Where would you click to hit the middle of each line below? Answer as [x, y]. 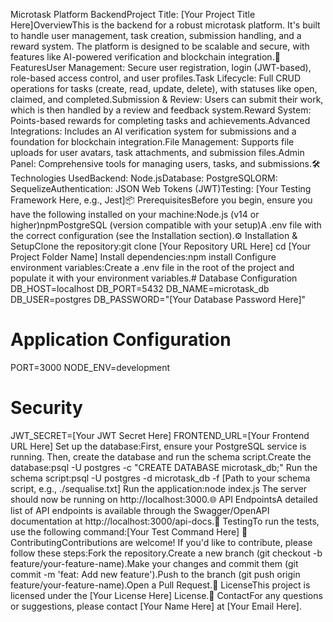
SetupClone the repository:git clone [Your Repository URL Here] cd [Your [160, 246]
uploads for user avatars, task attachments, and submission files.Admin [157, 152]
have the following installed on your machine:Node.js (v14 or [135, 214]
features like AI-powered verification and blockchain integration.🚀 [145, 57]
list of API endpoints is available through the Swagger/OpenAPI [140, 510]
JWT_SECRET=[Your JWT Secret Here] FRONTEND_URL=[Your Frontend [160, 435]
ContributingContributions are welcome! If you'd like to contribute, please [161, 542]
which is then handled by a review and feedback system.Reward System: [161, 110]
